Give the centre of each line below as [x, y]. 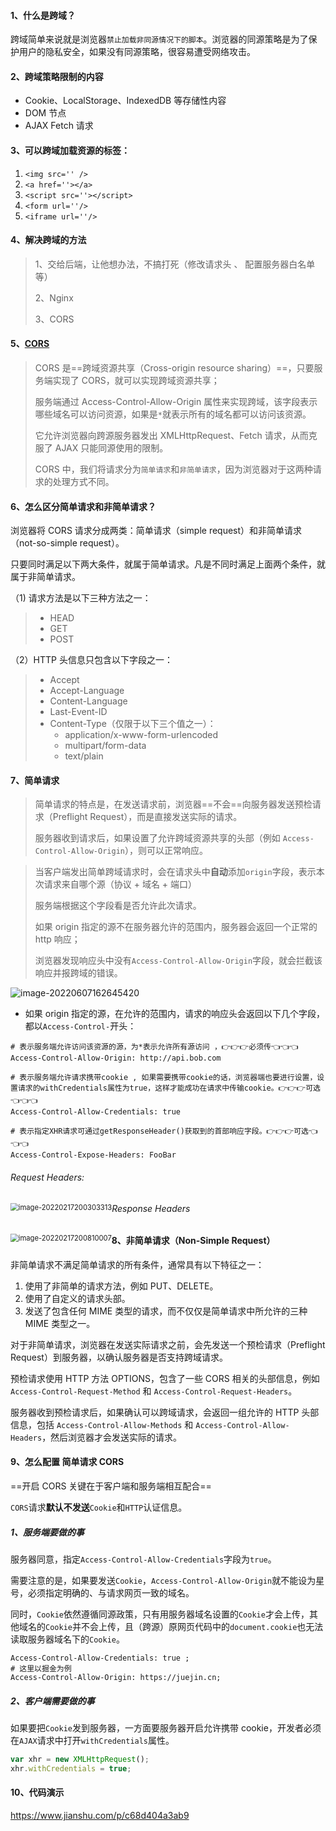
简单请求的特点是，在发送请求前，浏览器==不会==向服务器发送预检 [173, 804]
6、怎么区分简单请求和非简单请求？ [83, 506]
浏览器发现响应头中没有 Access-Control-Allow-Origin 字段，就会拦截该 [178, 961]
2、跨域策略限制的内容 [57, 76]
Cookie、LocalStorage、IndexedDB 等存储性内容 [125, 101]
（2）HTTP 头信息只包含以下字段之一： [91, 660]
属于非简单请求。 [45, 577]
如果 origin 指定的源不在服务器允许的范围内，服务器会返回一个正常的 [176, 927]
